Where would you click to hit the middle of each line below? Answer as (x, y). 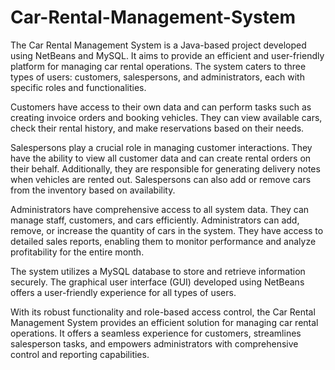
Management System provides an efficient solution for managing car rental (164, 322)
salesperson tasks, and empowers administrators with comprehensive (154, 343)
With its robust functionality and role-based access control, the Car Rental (163, 312)
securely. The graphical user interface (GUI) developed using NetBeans (157, 282)
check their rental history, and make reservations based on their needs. (157, 128)
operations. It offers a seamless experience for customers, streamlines (156, 333)
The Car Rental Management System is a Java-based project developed (158, 45)
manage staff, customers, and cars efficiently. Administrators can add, (155, 220)
